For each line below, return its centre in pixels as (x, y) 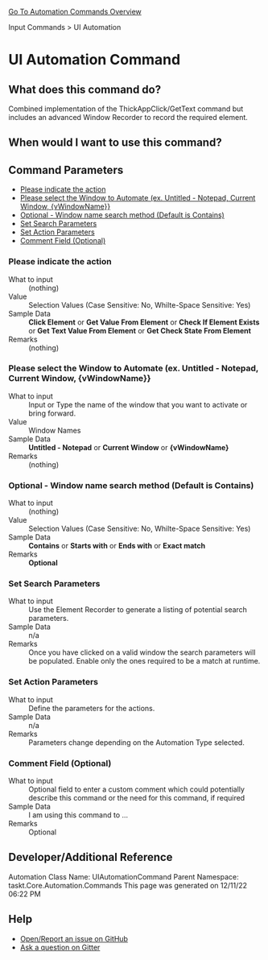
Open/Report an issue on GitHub (74, 938)
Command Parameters (66, 170)
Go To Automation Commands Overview (75, 12)
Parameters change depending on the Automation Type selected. (137, 742)
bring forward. (52, 413)
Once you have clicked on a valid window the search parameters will (142, 652)
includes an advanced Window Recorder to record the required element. (128, 117)
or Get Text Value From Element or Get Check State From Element (140, 330)
